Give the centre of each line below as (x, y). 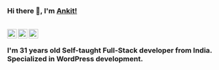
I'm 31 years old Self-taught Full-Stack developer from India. (110, 50)
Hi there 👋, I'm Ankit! (42, 11)
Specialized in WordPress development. (75, 59)
